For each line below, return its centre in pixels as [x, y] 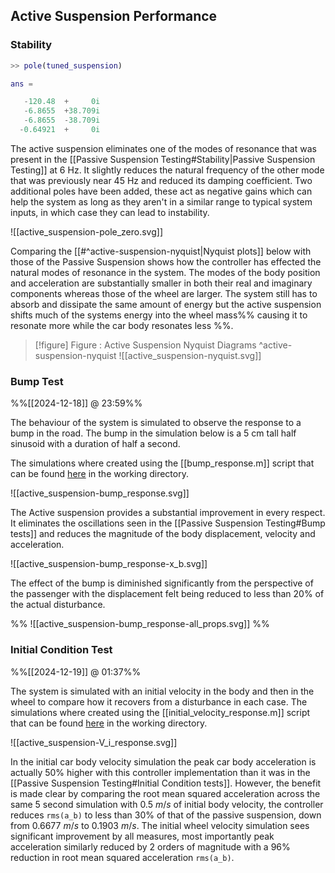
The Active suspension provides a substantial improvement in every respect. [168, 513]
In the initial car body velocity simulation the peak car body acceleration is [163, 761]
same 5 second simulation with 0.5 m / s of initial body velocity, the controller [167, 804]
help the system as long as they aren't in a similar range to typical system [161, 201]
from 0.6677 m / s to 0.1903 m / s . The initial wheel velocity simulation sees [160, 825]
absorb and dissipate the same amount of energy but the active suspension [166, 304]
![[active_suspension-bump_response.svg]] [100, 493]
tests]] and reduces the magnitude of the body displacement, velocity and [163, 534]
